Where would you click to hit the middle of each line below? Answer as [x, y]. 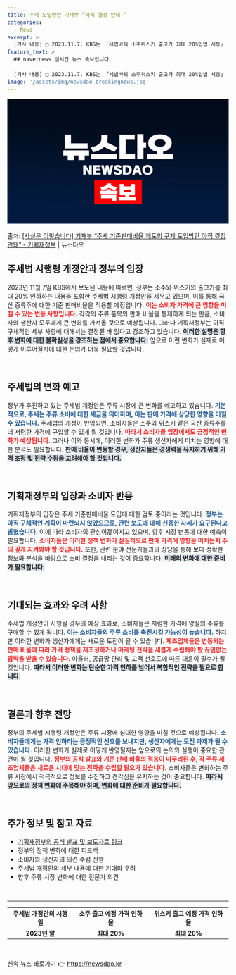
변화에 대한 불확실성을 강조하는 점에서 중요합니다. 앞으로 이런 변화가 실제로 [116, 340]
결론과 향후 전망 [39, 714]
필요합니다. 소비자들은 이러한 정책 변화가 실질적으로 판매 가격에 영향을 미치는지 [114, 541]
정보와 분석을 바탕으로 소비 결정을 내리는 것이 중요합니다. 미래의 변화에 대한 [110, 558]
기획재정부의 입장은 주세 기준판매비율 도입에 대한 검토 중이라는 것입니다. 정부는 [115, 514]
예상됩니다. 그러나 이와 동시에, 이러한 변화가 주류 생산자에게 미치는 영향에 [120, 440]
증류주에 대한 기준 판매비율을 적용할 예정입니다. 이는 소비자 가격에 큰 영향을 [117, 305]
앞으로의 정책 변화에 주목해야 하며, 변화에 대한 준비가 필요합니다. [94, 785]
